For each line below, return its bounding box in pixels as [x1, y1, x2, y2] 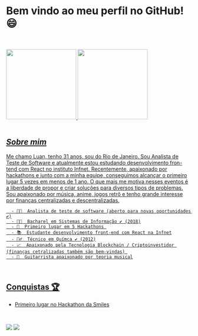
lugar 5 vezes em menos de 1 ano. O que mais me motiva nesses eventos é [6, 178, 189, 185]
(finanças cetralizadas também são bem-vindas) [6, 249, 126, 255]
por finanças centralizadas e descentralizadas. [6, 197, 120, 204]
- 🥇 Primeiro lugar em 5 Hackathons [11, 223, 104, 230]
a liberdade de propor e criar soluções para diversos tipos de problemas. [6, 184, 183, 191]
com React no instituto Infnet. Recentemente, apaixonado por [18, 165, 168, 172]
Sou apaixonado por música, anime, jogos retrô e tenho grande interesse [6, 190, 183, 197]
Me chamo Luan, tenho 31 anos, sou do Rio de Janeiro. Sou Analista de [6, 152, 179, 160]
